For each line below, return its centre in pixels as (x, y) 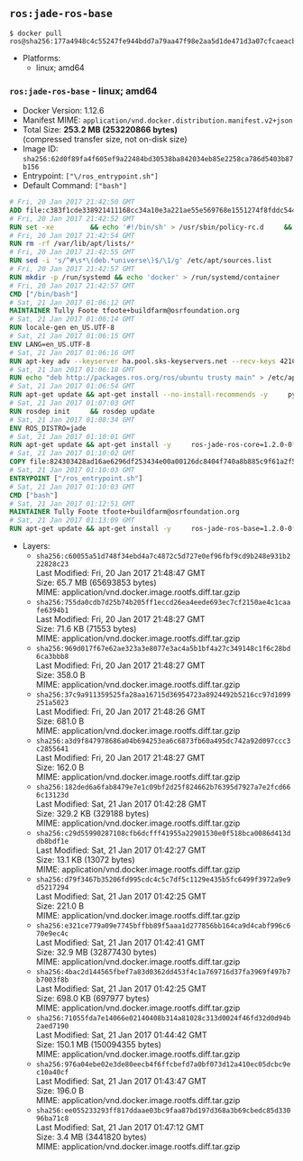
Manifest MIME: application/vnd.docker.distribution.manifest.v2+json (157, 120)
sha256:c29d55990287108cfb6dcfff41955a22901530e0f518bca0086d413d (163, 834)
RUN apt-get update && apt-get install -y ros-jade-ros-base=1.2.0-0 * (153, 529)
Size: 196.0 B (60, 1091)
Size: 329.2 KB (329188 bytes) (92, 814)
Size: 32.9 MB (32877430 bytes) (96, 952)
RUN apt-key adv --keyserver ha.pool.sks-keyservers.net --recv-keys (143, 361)
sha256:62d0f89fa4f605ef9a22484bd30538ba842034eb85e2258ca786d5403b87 (158, 160)
